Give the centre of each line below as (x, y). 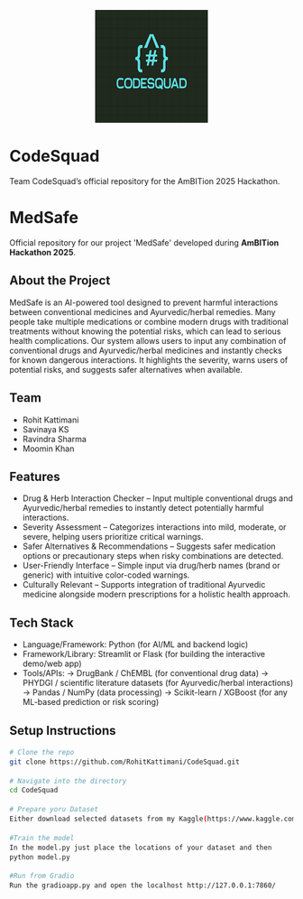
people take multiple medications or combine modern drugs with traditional (149, 321)
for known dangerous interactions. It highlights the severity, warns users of (149, 360)
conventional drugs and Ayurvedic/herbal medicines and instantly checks (146, 350)
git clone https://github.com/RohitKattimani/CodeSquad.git (125, 762)
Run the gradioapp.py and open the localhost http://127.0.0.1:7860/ (143, 885)
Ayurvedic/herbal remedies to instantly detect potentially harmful (143, 508)
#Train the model (42, 838)
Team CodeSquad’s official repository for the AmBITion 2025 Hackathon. (145, 181)
